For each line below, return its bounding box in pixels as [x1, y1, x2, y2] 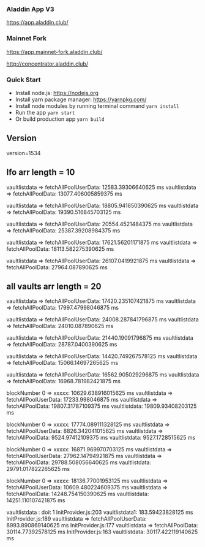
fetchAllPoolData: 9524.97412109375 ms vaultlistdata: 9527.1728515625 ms [6, 434, 196, 442]
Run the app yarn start [15, 109, 75, 116]
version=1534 [6, 149, 41, 156]
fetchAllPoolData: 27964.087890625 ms [6, 263, 108, 271]
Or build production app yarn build [15, 115, 105, 123]
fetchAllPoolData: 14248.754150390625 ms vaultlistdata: [6, 490, 149, 498]
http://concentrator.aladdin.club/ [6, 60, 89, 67]
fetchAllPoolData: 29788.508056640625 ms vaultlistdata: [6, 459, 152, 466]
